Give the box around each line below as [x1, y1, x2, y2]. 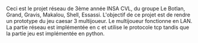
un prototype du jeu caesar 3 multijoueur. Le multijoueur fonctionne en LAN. [6, 18, 193, 24]
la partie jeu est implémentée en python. [6, 30, 105, 37]
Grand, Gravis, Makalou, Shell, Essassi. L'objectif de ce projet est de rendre [6, 11, 190, 18]
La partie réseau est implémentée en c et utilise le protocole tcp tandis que [6, 24, 189, 31]
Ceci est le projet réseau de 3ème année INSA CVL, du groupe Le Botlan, [6, 5, 186, 12]
